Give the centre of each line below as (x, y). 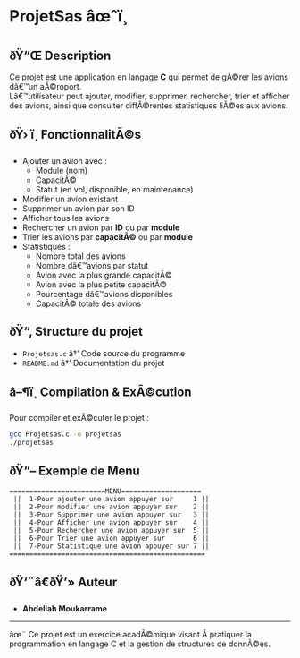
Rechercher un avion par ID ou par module (101, 227)
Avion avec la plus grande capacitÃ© (104, 275)
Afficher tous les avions (66, 218)
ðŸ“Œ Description (60, 55)
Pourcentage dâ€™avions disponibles (104, 294)
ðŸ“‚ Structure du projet (76, 332)
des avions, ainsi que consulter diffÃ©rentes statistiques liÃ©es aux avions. (149, 106)
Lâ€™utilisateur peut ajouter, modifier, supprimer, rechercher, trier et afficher (150, 96)
